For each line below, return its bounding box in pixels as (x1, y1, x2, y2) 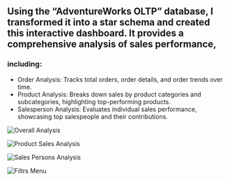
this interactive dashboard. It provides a (7, 27, 184, 39)
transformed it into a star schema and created (7, 17, 210, 29)
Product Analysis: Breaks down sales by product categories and (17, 90, 201, 99)
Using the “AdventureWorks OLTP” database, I (7, 6, 214, 17)
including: (7, 59, 43, 69)
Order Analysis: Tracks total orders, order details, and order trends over (17, 75, 223, 83)
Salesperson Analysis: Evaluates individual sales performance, (17, 105, 197, 113)
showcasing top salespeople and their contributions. (17, 112, 169, 121)
